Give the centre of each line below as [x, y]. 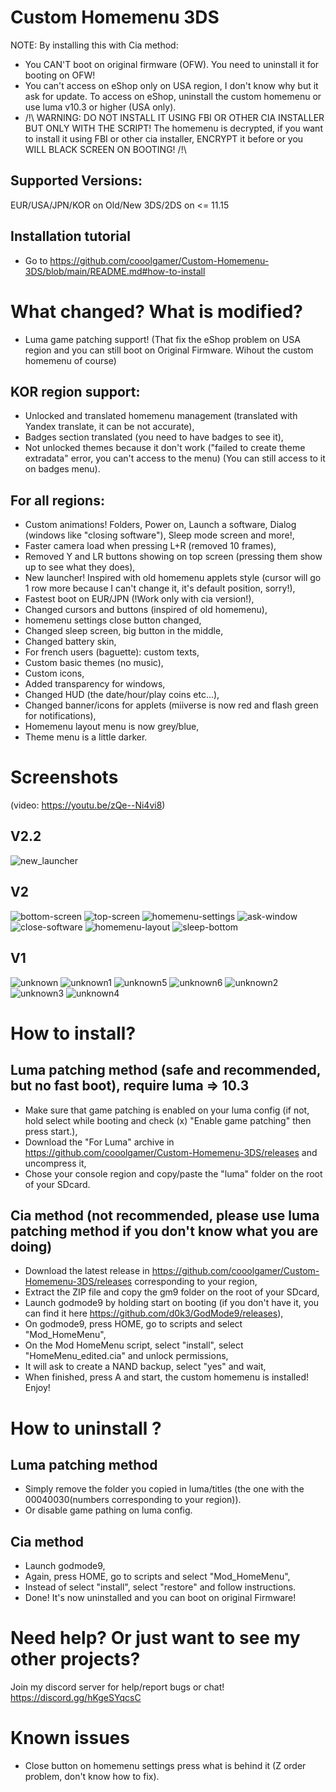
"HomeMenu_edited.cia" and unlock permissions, [126, 1356]
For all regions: [57, 500]
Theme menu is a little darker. [86, 737]
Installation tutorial [70, 236]
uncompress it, [55, 1163]
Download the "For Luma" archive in [99, 1142]
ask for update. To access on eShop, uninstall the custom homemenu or [173, 96]
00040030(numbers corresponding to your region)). [133, 1500]
